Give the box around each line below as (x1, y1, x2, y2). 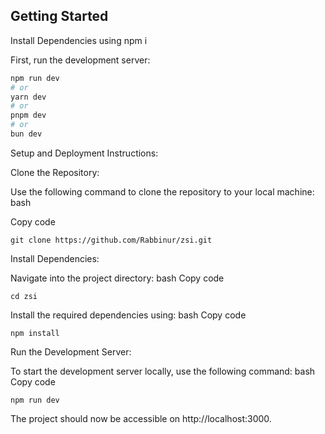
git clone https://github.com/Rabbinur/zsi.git (10, 235, 213, 245)
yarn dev (10, 92, 47, 102)
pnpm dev (10, 110, 47, 121)
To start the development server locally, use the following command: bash (10, 365, 316, 377)
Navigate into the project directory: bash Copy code (10, 272, 225, 284)
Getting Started (10, 8, 109, 25)
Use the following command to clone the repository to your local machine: (10, 185, 315, 198)
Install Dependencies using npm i (10, 34, 148, 46)
